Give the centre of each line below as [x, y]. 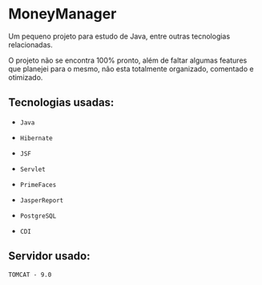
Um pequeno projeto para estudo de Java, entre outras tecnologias [119, 36]
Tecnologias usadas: [61, 102]
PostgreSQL [38, 216]
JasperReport [42, 200]
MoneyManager [62, 14]
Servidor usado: [49, 256]
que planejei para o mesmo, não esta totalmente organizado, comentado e [131, 68]
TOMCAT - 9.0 [30, 275]
